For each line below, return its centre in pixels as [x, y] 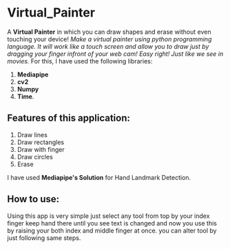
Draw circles [35, 157]
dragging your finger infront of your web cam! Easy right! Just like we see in [115, 54]
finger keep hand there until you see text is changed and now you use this [112, 223]
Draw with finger [41, 149]
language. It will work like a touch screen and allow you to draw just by [108, 46]
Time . [25, 96]
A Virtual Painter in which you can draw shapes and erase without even [109, 32]
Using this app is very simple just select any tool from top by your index [108, 216]
